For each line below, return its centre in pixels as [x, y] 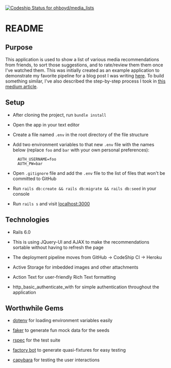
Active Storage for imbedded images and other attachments [75, 267]
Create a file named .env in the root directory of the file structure [80, 135]
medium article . [22, 86]
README [24, 29]
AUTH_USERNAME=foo [37, 159]
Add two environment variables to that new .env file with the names [83, 144]
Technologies [27, 220]
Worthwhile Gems [34, 308]
